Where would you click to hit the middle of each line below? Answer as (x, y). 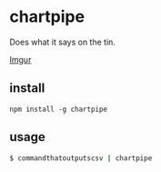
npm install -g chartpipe (58, 109)
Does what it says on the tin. (63, 42)
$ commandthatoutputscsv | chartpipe (81, 158)
